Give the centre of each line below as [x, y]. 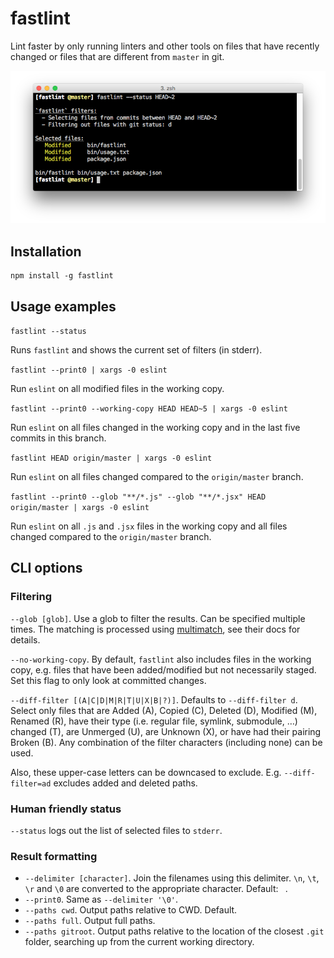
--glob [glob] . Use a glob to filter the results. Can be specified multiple [158, 618]
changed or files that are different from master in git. [117, 56]
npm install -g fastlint [62, 276]
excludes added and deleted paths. [125, 783]
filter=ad [31, 783]
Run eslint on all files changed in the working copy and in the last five [155, 428]
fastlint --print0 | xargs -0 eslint [89, 370]
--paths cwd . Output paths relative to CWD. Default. [131, 910]
